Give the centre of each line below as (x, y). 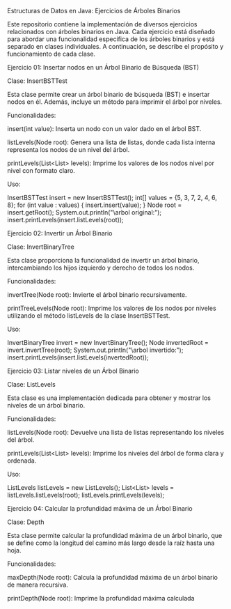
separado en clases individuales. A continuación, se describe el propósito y (115, 46)
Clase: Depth (26, 522)
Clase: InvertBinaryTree (41, 247)
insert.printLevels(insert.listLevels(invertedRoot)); (78, 357)
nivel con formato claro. (41, 170)
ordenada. (22, 461)
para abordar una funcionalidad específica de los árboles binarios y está (111, 39)
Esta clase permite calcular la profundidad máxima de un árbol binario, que (115, 535)
